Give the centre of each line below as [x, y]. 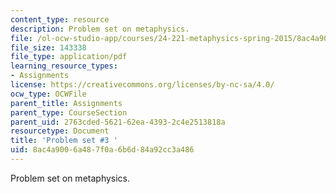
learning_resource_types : [64, 66]
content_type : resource [60, 19]
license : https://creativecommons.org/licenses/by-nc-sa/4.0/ [142, 85]
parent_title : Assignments [66, 103]
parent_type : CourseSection [69, 112]
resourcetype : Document [60, 131]
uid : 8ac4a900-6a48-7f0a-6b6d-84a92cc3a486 [102, 150]
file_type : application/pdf [69, 57]
